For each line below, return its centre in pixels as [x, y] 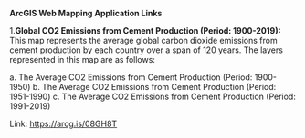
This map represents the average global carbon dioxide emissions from [143, 40]
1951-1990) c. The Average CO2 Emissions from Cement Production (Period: [153, 96]
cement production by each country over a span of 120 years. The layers [146, 50]
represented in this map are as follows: [82, 59]
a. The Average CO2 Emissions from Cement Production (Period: [131, 77]
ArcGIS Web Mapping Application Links [86, 13]
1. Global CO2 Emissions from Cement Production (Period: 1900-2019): [145, 30]
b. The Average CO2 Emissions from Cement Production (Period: [154, 87]
